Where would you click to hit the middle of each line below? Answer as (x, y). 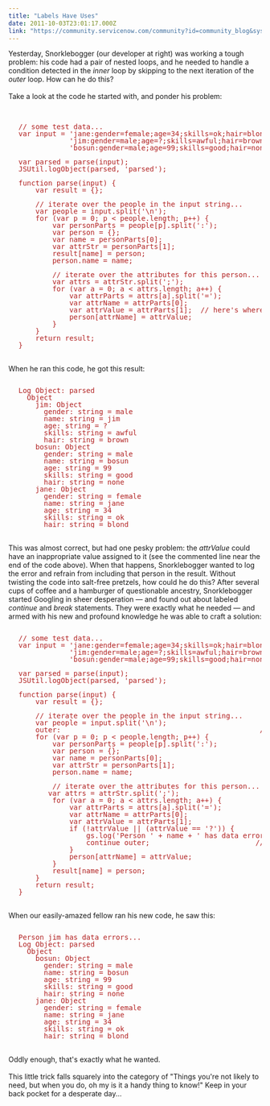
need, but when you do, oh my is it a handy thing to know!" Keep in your (128, 1085)
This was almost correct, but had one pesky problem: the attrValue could (129, 548)
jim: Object (59, 405)
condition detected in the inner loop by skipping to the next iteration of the (131, 71)
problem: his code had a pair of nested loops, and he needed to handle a (129, 62)
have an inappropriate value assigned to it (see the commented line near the (135, 557)
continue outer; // (175, 843)
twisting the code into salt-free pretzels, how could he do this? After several (134, 582)
